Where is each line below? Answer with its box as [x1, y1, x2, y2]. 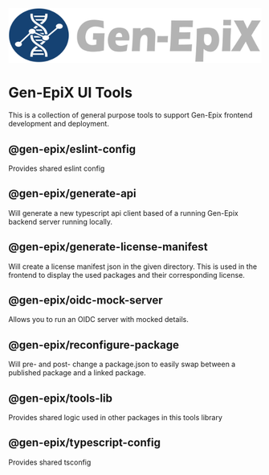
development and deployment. [8, 119, 110, 129]
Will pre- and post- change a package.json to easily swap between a [8, 359, 236, 370]
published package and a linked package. [8, 368, 146, 378]
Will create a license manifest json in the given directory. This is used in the [8, 262, 258, 271]
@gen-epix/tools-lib [8, 391, 112, 405]
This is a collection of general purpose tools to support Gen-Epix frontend [8, 110, 253, 120]
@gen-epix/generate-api [8, 187, 137, 200]
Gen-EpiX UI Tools [8, 84, 132, 102]
